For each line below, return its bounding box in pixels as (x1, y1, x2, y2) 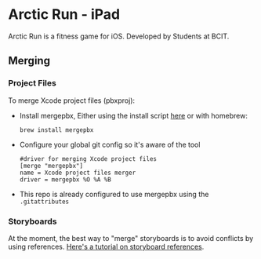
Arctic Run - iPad (8, 5, 120, 24)
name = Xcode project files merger (19, 169, 136, 177)
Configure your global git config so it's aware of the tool (19, 140, 201, 149)
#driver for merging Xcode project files (19, 155, 157, 162)
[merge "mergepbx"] (19, 162, 84, 170)
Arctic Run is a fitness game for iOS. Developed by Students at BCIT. (8, 31, 230, 41)
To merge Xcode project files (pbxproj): (8, 96, 136, 105)
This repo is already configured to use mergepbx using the (19, 189, 209, 199)
